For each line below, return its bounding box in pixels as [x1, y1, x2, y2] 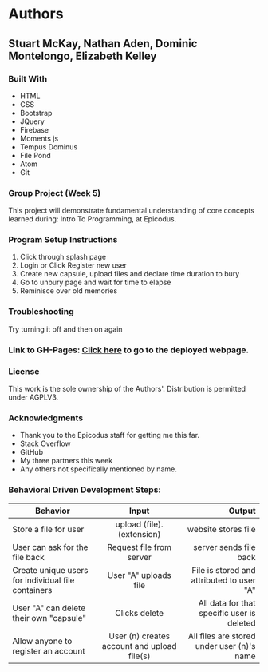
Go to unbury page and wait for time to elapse [19, 277, 171, 288]
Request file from [107, 541, 171, 552]
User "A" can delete [12, 602, 86, 614]
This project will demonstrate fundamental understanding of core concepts [8, 205, 255, 216]
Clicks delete [115, 607, 164, 618]
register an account [12, 645, 85, 656]
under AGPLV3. [8, 392, 59, 402]
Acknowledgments [8, 412, 84, 423]
